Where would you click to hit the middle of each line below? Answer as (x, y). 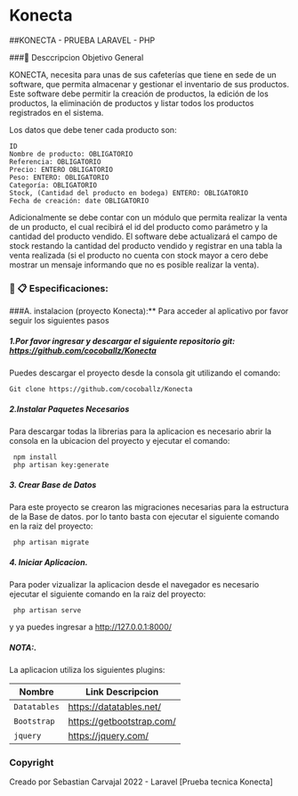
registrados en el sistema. (56, 112)
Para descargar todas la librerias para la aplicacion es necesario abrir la (141, 431)
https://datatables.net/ (115, 707)
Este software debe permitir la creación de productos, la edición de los (139, 94)
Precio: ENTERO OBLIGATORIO (61, 169)
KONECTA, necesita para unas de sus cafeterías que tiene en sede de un (143, 74)
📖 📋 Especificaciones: (59, 288)
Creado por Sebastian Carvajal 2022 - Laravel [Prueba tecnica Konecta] (141, 782)
